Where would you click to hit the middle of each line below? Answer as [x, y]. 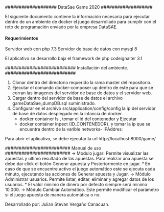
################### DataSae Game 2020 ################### [79, 7]
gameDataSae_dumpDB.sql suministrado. [54, 103]
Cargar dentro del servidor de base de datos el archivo [68, 98]
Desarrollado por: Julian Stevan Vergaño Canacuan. [57, 204]
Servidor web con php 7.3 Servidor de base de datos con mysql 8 [71, 49]
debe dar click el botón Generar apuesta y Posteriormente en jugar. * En [78, 164]
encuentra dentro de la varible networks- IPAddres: [71, 129]
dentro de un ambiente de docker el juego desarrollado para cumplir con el [81, 22]
